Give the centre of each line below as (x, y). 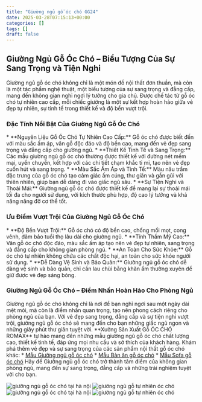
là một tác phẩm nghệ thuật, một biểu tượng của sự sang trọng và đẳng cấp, (101, 89)
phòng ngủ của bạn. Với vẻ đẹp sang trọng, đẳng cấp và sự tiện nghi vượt (97, 316)
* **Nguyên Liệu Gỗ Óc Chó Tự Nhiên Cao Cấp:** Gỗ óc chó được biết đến (100, 137)
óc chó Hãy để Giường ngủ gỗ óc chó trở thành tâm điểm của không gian (97, 361)
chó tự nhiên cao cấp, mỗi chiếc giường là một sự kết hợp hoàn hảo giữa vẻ (100, 102)
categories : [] (25, 23)
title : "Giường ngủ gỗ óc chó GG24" (52, 12)
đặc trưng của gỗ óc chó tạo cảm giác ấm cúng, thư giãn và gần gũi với (95, 176)
